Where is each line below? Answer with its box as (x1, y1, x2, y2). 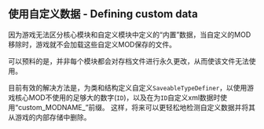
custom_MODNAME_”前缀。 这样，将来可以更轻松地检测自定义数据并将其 (18, 102, 256, 112)
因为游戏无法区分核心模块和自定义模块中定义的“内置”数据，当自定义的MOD (8, 30, 251, 39)
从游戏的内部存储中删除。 (8, 112, 91, 122)
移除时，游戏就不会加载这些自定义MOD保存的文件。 (8, 39, 177, 49)
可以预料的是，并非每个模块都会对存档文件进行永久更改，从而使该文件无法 (8, 56, 249, 65)
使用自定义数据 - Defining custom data (8, 7, 198, 21)
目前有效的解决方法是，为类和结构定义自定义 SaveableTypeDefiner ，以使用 (8, 83, 247, 92)
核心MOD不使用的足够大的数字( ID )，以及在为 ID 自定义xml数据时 (14, 93, 221, 102)
